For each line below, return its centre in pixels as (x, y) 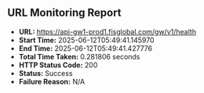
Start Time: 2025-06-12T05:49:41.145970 (86, 40)
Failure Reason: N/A (52, 81)
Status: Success (46, 73)
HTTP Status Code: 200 (58, 65)
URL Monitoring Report (65, 13)
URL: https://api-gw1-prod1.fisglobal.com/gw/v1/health (107, 31)
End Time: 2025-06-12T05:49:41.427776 (86, 48)
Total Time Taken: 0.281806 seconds (79, 56)
